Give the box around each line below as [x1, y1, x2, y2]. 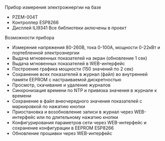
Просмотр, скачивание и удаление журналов [12, 82, 111, 88]
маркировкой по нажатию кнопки [12, 104, 85, 109]
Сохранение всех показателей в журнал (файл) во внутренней [12, 71, 148, 77]
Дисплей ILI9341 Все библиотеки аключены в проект [12, 25, 127, 31]
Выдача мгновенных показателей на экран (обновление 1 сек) [12, 55, 147, 61]
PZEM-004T [12, 14, 38, 20]
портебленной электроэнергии [12, 50, 80, 56]
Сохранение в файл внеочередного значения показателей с [12, 98, 142, 104]
